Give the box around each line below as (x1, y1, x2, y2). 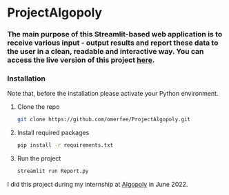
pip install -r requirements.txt (17, 142, 114, 149)
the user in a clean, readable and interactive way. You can (7, 47, 204, 57)
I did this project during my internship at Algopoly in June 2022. (7, 181, 188, 189)
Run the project (17, 154, 61, 163)
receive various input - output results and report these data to (7, 38, 219, 48)
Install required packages (17, 129, 90, 137)
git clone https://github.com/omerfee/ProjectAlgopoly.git (17, 116, 191, 123)
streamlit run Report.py (17, 167, 89, 175)
